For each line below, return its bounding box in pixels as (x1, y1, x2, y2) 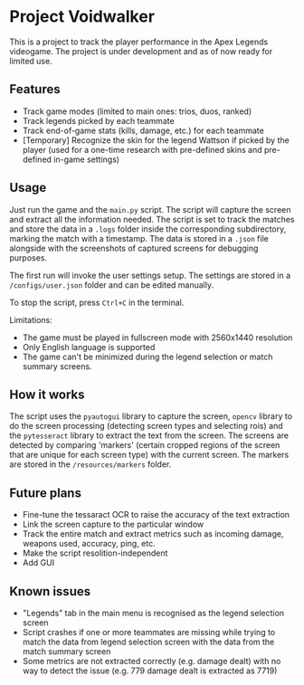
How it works (9, 386, 85, 402)
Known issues (9, 584, 91, 599)
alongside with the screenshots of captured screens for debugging (9, 243, 259, 253)
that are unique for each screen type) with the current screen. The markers (9, 450, 290, 461)
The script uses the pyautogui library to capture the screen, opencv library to (9, 411, 292, 422)
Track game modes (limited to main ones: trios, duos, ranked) (22, 106, 252, 117)
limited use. (9, 55, 52, 66)
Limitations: (9, 314, 52, 325)
